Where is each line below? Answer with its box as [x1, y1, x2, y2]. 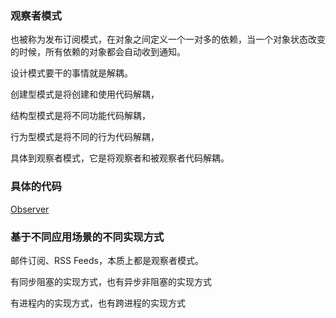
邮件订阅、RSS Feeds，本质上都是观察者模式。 [10, 254, 204, 266]
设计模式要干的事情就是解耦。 [10, 67, 133, 79]
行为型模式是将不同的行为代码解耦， [10, 131, 160, 143]
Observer [10, 203, 50, 215]
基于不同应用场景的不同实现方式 [10, 230, 165, 244]
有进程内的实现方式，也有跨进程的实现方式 [10, 297, 186, 309]
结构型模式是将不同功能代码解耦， [10, 110, 151, 122]
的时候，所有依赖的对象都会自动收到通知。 [10, 46, 186, 58]
